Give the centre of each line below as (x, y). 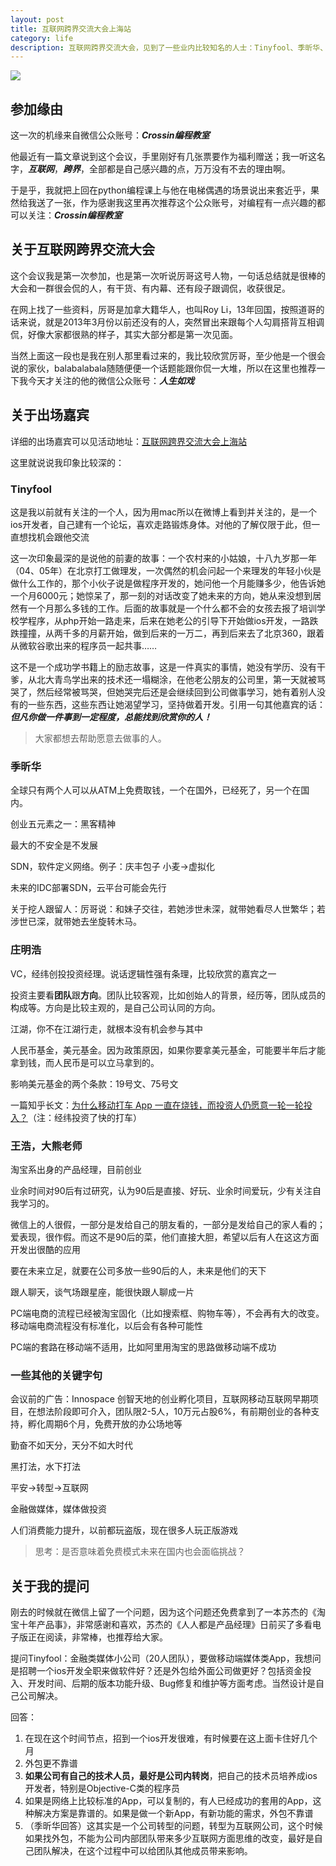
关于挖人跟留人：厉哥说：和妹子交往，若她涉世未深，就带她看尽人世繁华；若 (168, 909)
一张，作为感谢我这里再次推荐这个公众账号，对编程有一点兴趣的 (185, 203)
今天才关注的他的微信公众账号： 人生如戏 (111, 380)
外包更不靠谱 (51, 1763)
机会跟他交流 (63, 537)
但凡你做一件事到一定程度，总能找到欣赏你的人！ (111, 717)
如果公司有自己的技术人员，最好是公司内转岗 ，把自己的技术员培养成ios (171, 1775)
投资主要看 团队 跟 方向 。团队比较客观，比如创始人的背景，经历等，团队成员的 (168, 995)
